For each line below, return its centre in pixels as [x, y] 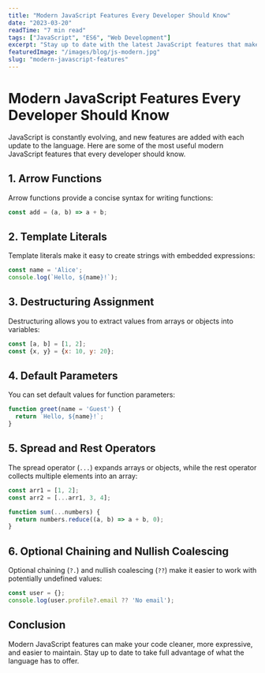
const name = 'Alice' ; [45, 270]
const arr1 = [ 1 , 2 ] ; [44, 490]
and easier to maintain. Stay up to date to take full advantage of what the [126, 652]
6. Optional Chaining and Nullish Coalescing [119, 551]
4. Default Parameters [63, 376]
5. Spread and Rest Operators [82, 449]
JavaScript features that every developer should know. [97, 154]
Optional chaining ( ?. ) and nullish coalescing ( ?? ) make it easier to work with [132, 570]
